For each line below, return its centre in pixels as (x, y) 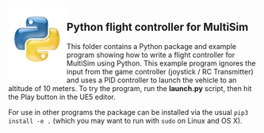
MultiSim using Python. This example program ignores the (161, 63)
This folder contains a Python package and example (151, 46)
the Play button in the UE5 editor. (62, 97)
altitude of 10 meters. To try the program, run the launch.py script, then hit (130, 88)
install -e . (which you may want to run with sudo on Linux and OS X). (126, 120)
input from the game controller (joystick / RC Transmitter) (160, 71)
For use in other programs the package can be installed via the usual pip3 (128, 112)
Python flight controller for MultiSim (157, 27)
